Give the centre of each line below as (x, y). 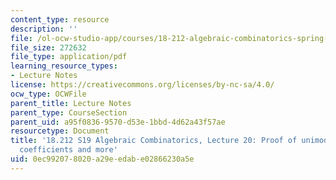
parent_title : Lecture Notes (71, 103)
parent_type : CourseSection (69, 112)
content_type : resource (60, 19)
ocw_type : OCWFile (48, 94)
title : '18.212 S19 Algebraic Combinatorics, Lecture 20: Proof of (154, 141)
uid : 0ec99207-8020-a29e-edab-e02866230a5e (102, 159)
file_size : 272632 (48, 47)
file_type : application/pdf (69, 57)
